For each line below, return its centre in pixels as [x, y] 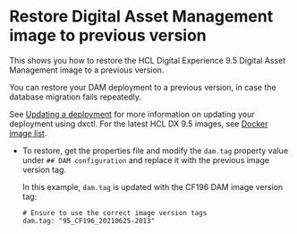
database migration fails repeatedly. [75, 97]
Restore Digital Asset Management [141, 17]
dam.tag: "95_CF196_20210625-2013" [89, 221]
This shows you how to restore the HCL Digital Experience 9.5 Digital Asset [148, 60]
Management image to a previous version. [87, 70]
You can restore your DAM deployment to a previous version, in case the [143, 87]
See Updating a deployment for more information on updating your [132, 114]
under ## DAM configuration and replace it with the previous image [146, 160]
